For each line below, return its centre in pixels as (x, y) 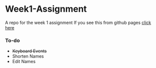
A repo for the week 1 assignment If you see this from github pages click (78, 23)
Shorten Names (28, 56)
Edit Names (24, 62)
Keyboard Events (29, 51)
